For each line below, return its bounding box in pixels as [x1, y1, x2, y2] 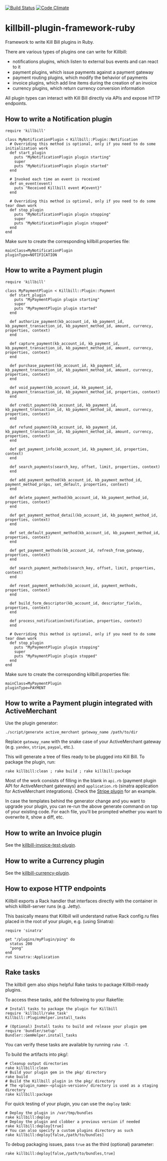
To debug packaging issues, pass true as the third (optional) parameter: [5, 1141, 154, 1147]
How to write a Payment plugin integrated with [5, 699, 153, 707]
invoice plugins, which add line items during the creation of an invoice [12, 79, 157, 86]
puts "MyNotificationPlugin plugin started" [14, 163, 109, 169]
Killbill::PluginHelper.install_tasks [5, 1015, 86, 1020]
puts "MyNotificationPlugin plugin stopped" [14, 220, 109, 226]
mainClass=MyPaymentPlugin [5, 681, 62, 686]
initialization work [5, 146, 49, 151]
